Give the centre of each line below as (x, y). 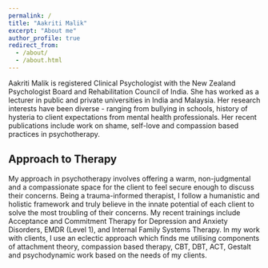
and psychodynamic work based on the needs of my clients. (108, 255)
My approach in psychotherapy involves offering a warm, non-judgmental (130, 178)
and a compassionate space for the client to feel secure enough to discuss (131, 187)
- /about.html (39, 61)
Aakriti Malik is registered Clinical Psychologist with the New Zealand (122, 83)
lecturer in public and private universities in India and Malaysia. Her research (134, 100)
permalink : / (30, 16)
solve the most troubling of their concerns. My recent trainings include (124, 212)
